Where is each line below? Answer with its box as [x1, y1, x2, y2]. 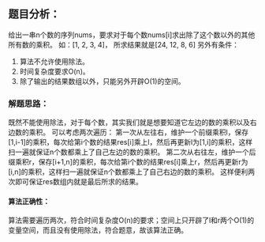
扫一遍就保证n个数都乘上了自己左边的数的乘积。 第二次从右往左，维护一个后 [8, 147, 256, 157]
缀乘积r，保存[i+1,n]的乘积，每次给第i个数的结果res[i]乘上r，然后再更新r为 [8, 157, 248, 167]
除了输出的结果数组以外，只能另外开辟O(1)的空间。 [19, 76, 185, 85]
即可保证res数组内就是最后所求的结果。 [14, 177, 144, 187]
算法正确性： [8, 196, 50, 206]
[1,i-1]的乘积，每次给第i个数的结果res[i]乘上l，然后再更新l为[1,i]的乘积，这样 [8, 138, 253, 147]
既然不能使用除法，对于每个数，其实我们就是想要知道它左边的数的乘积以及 [8, 118, 250, 127]
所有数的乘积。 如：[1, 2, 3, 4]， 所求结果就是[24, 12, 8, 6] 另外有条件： [8, 40, 239, 49]
